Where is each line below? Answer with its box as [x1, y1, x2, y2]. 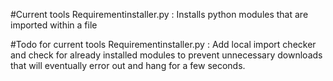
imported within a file [10, 19, 98, 31]
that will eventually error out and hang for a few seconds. [10, 60, 246, 71]
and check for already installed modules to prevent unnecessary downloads [10, 49, 323, 61]
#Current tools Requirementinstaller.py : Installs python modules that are [10, 9, 309, 20]
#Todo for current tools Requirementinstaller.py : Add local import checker [10, 39, 317, 50]
